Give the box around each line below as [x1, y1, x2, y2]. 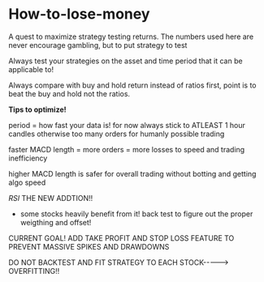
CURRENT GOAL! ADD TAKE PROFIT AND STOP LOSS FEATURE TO [8, 233, 235, 243]
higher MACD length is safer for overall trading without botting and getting [8, 169, 257, 178]
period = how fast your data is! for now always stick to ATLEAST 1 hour [8, 120, 246, 130]
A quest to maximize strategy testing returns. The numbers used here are [8, 32, 254, 41]
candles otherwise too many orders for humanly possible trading [8, 129, 225, 139]
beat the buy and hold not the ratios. [8, 88, 131, 98]
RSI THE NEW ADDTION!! [8, 193, 93, 203]
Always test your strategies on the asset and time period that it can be [8, 56, 243, 66]
